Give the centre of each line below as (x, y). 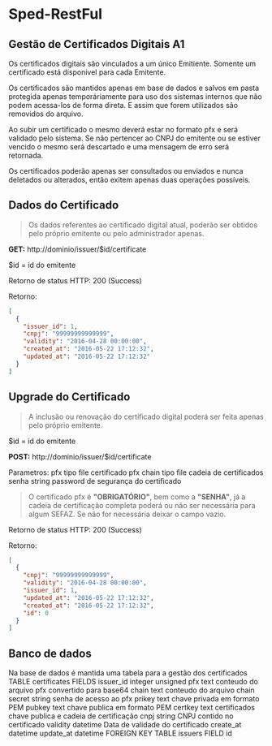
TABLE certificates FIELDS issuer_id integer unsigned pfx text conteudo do (133, 682)
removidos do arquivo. (46, 114)
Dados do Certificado (64, 205)
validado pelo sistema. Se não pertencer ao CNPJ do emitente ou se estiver (135, 138)
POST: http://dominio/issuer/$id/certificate (80, 456)
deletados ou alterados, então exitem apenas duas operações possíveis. (130, 180)
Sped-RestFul (56, 14)
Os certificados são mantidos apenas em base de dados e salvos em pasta (134, 88)
